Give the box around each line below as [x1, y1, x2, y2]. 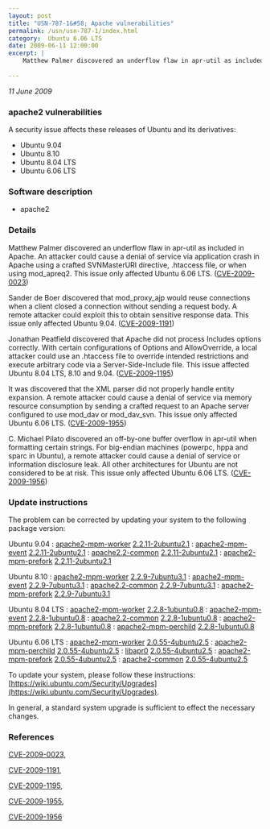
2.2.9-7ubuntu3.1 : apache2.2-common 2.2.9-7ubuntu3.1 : [28, 580, 220, 590]
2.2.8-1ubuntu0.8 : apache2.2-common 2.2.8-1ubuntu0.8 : [28, 613, 222, 623]
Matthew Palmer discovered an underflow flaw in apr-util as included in [8, 242, 244, 252]
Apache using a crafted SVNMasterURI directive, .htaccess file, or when [8, 259, 247, 270]
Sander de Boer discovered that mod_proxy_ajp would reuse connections [8, 292, 251, 302]
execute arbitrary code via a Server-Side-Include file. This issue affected [8, 359, 250, 369]
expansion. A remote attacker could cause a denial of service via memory [8, 392, 252, 402]
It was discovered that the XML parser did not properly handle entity [8, 383, 235, 393]
